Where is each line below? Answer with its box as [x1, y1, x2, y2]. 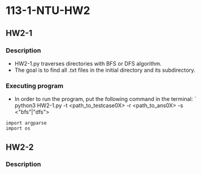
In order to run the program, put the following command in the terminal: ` [14, 96, 197, 103]
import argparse [5, 120, 47, 127]
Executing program [5, 82, 64, 90]
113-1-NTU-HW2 [5, 4, 91, 18]
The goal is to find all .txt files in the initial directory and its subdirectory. [14, 66, 196, 74]
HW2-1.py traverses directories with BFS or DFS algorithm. [14, 60, 162, 67]
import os [5, 125, 31, 131]
